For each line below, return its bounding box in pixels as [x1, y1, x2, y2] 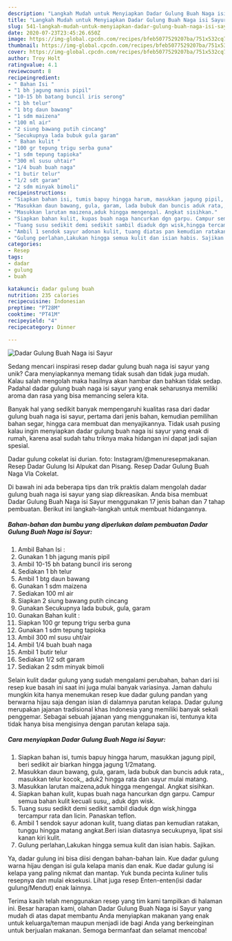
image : [8, 36, 27, 43]
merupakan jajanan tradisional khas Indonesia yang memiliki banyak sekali [8, 705, 219, 714]
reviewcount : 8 [8, 68, 52, 74]
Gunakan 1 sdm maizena [17, 582, 87, 590]
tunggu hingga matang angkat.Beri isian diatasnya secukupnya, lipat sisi [17, 826, 223, 834]
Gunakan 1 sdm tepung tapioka [17, 625, 106, 634]
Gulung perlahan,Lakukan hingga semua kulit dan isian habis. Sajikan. [17, 840, 216, 849]
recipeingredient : [8, 74, 61, 81]
